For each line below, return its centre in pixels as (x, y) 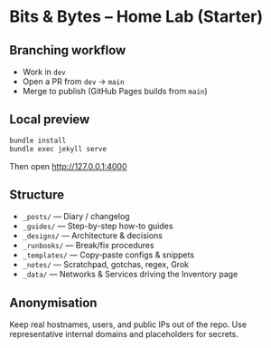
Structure (37, 194)
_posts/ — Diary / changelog (76, 217)
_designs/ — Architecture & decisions (92, 236)
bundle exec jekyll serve (58, 149)
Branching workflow (68, 50)
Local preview (50, 120)
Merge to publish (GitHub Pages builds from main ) (115, 91)
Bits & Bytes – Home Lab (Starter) (136, 17)
